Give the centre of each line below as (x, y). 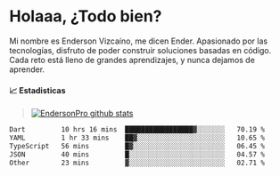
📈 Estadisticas (37, 90)
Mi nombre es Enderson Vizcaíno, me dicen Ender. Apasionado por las (139, 41)
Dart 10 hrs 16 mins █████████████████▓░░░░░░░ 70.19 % (137, 130)
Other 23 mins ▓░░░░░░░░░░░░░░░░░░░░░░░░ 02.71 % (137, 163)
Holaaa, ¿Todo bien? (86, 16)
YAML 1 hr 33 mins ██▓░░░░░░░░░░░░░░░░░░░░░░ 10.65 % (137, 138)
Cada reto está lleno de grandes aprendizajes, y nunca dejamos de (132, 60)
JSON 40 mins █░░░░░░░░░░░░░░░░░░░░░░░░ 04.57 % (137, 154)
